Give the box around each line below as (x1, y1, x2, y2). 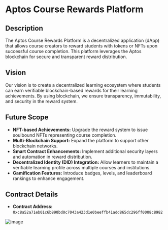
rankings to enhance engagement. (12, 175, 85, 182)
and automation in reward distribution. (12, 154, 92, 160)
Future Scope (5, 113, 49, 122)
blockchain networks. (12, 143, 58, 149)
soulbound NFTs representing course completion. (12, 132, 117, 138)
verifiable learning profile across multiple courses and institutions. (12, 164, 151, 170)
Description (5, 24, 43, 33)
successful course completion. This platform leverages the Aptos (5, 48, 142, 54)
